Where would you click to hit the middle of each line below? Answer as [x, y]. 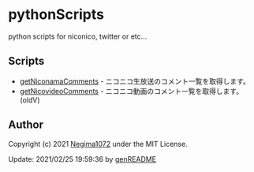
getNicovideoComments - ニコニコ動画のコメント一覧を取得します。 [131, 91]
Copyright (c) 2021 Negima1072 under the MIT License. [98, 144]
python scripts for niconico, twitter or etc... [78, 36]
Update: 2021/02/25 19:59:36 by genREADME [82, 159]
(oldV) [30, 99]
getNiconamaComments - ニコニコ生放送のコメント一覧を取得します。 [135, 81]
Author [26, 125]
